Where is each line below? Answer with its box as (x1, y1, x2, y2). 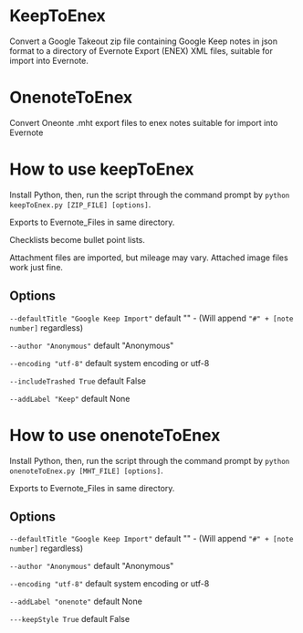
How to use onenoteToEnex (9, 425, 221, 446)
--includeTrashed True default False (9, 375, 146, 386)
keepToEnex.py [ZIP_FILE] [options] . (9, 198, 151, 210)
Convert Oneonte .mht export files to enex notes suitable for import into (9, 117, 278, 128)
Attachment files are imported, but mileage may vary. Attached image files (9, 252, 289, 263)
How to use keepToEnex (9, 159, 194, 180)
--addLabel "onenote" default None (9, 596, 143, 607)
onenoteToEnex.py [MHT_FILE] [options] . (9, 465, 163, 476)
